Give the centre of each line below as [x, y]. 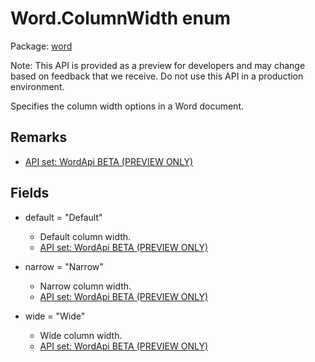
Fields [30, 193]
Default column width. [85, 236]
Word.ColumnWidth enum [120, 18]
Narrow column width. [85, 286]
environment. [37, 86]
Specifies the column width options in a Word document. [127, 106]
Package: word [41, 46]
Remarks [39, 137]
